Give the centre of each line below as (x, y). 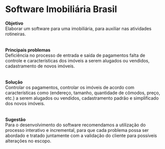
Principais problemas (28, 50)
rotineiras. (16, 34)
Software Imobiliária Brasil (61, 9)
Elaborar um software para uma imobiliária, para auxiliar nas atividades (78, 28)
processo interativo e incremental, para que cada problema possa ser (77, 130)
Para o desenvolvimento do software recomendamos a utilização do (75, 125)
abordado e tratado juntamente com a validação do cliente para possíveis (81, 135)
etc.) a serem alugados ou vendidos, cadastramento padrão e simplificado (82, 98)
